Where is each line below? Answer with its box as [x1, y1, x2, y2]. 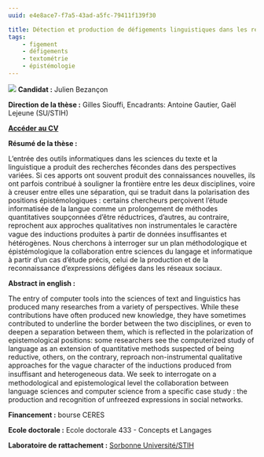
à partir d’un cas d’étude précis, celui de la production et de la [8, 254, 209, 264]
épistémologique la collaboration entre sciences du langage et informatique [8, 247, 253, 256]
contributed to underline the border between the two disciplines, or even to [8, 319, 251, 328]
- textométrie [22, 55, 68, 63]
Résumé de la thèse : [8, 138, 78, 148]
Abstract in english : [8, 278, 76, 287]
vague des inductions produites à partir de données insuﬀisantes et [8, 229, 227, 239]
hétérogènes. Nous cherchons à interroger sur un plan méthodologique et [8, 238, 247, 247]
